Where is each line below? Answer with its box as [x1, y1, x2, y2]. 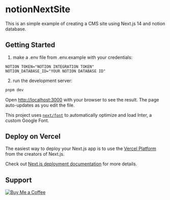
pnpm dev [5, 87, 24, 92]
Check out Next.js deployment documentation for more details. [5, 161, 137, 167]
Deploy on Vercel [5, 132, 61, 141]
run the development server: [12, 78, 73, 84]
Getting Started [5, 41, 55, 49]
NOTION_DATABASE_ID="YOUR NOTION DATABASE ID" [5, 68, 106, 73]
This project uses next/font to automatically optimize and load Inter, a [5, 112, 152, 118]
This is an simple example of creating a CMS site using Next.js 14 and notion [5, 20, 165, 27]
